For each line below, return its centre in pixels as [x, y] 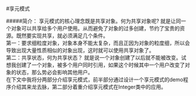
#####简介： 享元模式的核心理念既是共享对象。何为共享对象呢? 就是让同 [94, 21]
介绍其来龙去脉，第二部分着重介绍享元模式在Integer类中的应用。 [88, 87]
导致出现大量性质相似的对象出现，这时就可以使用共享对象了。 [80, 50]
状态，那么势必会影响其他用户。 [55, 72]
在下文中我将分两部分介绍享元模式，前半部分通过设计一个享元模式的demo [95, 80]
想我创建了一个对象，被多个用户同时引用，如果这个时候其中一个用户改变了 [95, 65]
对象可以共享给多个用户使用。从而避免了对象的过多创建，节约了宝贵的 [95, 28]
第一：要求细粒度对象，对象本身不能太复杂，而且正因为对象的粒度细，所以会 [98, 43]
